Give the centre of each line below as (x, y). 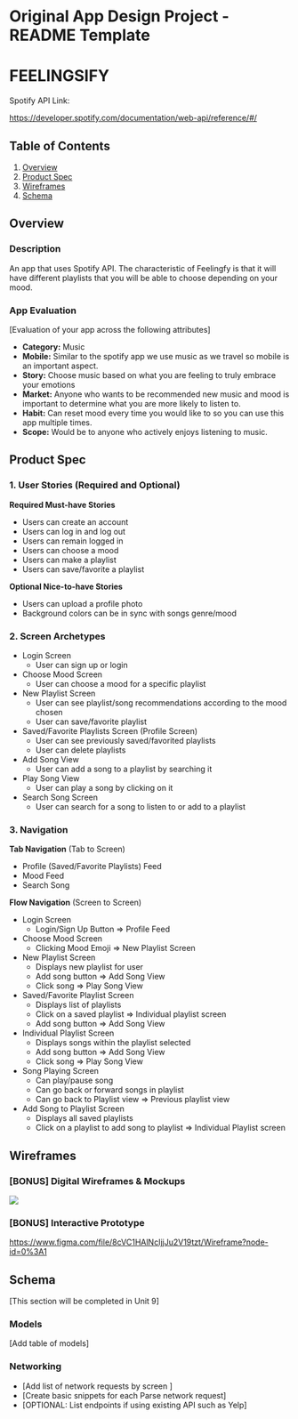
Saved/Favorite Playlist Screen (78, 996)
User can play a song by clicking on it (104, 787)
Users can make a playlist (69, 560)
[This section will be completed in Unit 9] (85, 1301)
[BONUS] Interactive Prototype (77, 1222)
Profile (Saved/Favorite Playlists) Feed (92, 867)
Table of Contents (60, 145)
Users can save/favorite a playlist (83, 569)
